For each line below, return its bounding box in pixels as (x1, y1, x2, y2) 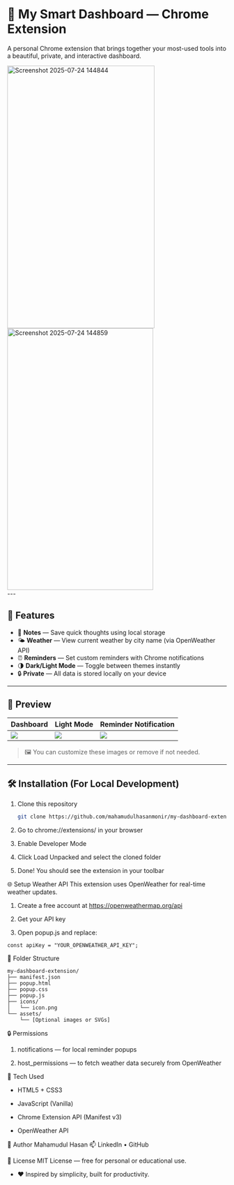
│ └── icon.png (7, 1004, 58, 1011)
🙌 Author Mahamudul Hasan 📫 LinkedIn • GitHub (7, 1140, 149, 1149)
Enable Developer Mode (17, 840, 87, 848)
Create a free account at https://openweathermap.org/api (17, 902, 183, 910)
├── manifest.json (7, 974, 61, 981)
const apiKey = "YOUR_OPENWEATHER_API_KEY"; (7, 942, 139, 949)
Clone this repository (17, 800, 78, 808)
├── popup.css (7, 986, 49, 993)
